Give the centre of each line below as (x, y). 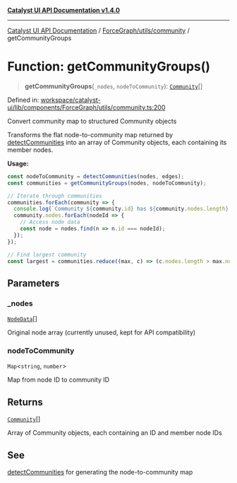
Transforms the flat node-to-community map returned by (90, 134)
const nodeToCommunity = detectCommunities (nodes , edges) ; (96, 176)
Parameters (34, 283)
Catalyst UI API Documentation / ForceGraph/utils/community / (99, 30)
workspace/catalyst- (71, 100)
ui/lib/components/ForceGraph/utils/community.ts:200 (86, 107)
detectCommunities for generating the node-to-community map (100, 472)
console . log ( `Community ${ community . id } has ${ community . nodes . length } (121, 209)
